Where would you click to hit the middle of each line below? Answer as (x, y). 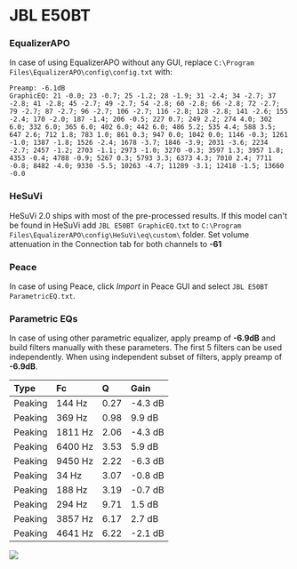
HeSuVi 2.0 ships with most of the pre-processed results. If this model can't (148, 215)
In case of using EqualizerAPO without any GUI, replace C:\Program (132, 62)
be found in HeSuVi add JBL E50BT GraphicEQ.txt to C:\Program (125, 225)
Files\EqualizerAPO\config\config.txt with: (91, 72)
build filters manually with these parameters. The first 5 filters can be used (146, 348)
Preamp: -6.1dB (37, 88)
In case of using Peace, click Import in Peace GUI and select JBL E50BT (139, 286)
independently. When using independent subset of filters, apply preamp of (146, 357)
